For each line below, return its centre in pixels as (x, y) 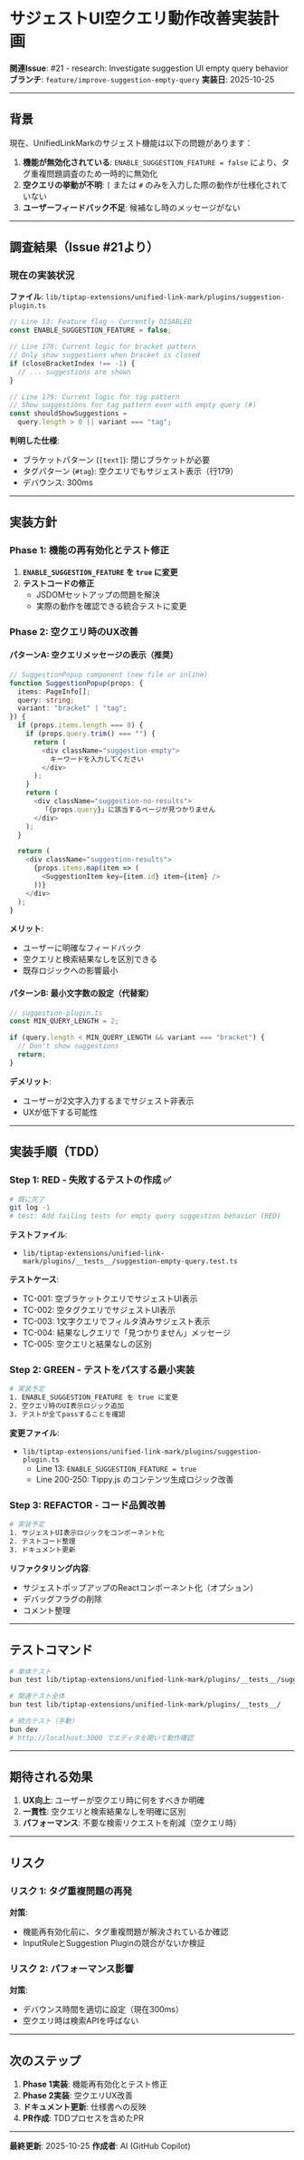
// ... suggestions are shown (74, 372)
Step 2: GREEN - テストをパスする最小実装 (102, 1370)
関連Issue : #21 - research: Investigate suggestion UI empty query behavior (149, 68)
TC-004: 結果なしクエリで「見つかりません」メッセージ (127, 1333)
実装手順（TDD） (58, 1152)
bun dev (24, 1729)
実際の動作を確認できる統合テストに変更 (111, 606)
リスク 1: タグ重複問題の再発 (71, 1891)
